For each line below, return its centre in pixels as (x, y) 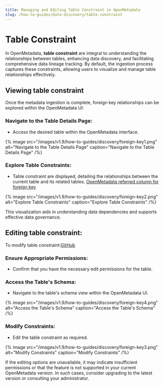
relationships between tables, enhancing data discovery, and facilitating (80, 59)
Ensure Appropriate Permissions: (47, 258)
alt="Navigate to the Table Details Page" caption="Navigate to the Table (80, 147)
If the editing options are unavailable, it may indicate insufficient (71, 362)
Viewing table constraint (45, 90)
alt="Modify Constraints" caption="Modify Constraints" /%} (67, 352)
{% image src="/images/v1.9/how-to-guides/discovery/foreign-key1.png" (81, 142)
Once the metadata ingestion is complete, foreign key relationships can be (82, 103)
